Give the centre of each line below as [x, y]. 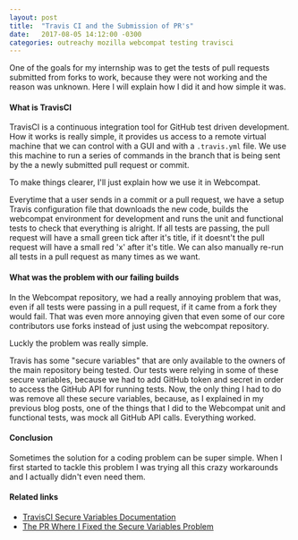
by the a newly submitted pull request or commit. [99, 165]
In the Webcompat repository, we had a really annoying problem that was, [145, 297]
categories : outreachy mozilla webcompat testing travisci [122, 42]
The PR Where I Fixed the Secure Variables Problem [118, 527]
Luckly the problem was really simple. [79, 343]
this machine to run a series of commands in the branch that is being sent [145, 156]
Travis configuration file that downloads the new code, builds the [129, 209]
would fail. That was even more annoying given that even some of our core [147, 316]
